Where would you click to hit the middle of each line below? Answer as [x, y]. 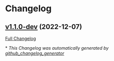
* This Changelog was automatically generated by [57, 48]
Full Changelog [21, 38]
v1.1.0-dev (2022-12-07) [44, 27]
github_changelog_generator [35, 53]
